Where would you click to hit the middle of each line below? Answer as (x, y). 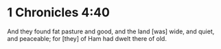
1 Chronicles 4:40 (58, 13)
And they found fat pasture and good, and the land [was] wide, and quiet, (111, 31)
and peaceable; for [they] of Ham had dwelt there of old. (87, 38)
